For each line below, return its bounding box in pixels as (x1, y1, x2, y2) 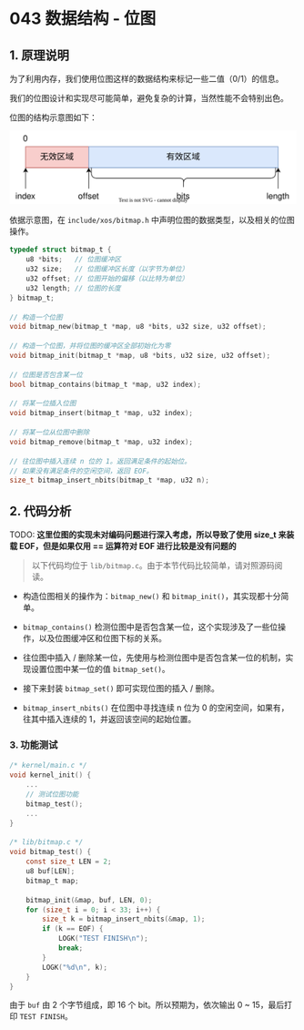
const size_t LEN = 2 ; (25, 857, 112, 866)
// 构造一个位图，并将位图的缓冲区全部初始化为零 (9, 342, 171, 351)
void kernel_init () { (9, 770, 92, 780)
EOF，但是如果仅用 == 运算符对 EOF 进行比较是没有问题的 (19, 541, 237, 552)
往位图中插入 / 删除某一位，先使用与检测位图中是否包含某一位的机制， (22, 652, 286, 663)
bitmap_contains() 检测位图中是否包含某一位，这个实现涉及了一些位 (22, 621, 279, 633)
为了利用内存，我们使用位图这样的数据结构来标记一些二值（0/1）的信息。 (9, 74, 284, 84)
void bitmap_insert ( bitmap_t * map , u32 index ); (9, 409, 194, 418)
